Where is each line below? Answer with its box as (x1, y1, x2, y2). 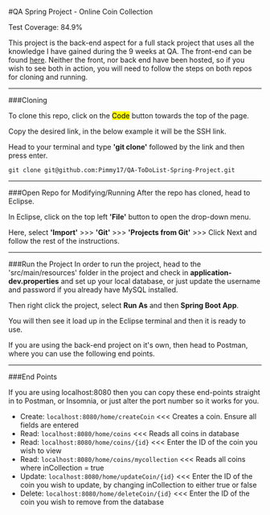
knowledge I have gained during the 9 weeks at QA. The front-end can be (8, 47, 252, 56)
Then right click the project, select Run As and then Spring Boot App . (8, 301, 239, 310)
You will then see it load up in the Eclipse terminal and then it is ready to (8, 316, 247, 325)
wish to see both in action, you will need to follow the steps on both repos (8, 64, 252, 73)
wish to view (19, 446, 62, 455)
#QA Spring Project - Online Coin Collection (8, 7, 153, 16)
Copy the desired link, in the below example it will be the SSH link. (8, 126, 227, 136)
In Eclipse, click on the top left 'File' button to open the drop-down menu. (8, 212, 252, 221)
